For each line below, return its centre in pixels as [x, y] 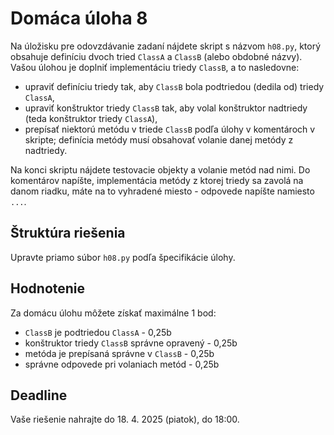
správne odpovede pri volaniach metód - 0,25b [122, 364]
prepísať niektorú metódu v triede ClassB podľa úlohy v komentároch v [170, 129]
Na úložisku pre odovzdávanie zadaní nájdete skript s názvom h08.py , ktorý [166, 46]
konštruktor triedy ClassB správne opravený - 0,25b [131, 343]
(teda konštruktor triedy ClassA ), [91, 118]
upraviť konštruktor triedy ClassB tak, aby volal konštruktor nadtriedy [166, 108]
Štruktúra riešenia [68, 233]
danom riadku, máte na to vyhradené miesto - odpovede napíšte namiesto [162, 191]
